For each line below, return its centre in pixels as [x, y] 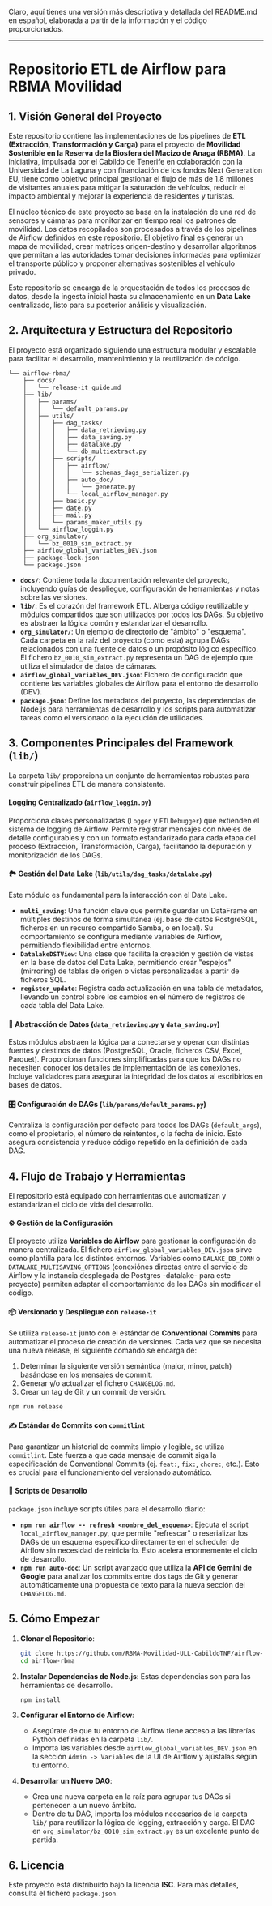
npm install [40, 1700]
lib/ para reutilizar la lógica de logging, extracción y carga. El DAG [144, 1823]
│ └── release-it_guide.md [72, 387]
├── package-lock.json [61, 558]
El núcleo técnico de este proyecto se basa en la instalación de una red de [132, 212]
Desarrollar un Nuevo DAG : [66, 1781]
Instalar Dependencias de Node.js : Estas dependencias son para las [135, 1676]
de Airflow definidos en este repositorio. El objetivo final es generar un [126, 237]
